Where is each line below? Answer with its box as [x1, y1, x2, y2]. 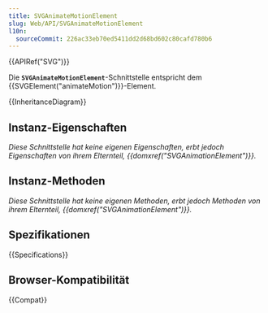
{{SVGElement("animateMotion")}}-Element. [8, 81, 157, 91]
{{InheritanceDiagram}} [8, 97, 87, 107]
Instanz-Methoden [8, 174, 106, 188]
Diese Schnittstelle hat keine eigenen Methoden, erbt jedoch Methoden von [8, 196, 262, 206]
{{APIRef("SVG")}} [8, 57, 71, 67]
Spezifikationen [8, 228, 91, 242]
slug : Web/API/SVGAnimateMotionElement [8, 20, 144, 28]
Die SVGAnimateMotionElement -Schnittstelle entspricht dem [8, 72, 202, 82]
